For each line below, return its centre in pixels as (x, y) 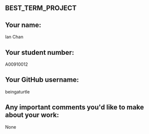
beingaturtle (18, 91)
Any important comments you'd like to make (74, 108)
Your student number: (40, 52)
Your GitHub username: (42, 80)
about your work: (32, 115)
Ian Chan (14, 37)
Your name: (23, 25)
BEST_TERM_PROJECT (41, 8)
